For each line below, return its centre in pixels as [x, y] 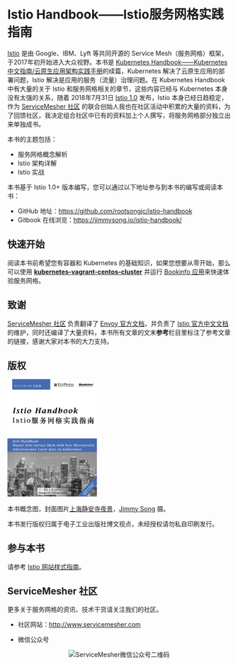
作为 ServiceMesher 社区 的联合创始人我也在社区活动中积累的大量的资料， [116, 106]
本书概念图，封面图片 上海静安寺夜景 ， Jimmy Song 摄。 [89, 508]
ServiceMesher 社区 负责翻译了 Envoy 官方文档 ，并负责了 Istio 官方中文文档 [118, 323]
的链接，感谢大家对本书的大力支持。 [60, 341]
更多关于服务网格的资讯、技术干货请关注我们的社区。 [85, 610]
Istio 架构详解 [37, 163]
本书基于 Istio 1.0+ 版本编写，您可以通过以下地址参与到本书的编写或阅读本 [115, 187]
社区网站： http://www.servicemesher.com [79, 625]
